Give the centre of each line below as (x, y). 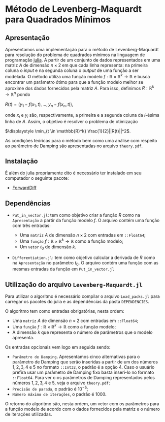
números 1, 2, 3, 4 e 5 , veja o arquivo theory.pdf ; (61, 383)
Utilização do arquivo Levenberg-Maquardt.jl (74, 284)
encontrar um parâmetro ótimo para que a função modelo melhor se (74, 82)
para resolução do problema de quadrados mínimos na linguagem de (75, 55)
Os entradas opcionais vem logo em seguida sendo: (58, 347)
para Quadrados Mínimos (58, 19)
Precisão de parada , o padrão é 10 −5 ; (50, 389)
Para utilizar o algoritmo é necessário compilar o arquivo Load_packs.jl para (82, 296)
